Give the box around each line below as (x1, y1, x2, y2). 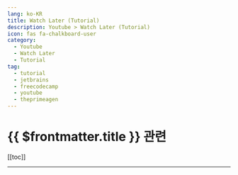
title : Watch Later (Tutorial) (7, 17, 100, 24)
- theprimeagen (13, 96, 59, 103)
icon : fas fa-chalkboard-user (7, 30, 97, 38)
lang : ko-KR (7, 10, 42, 18)
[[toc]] (7, 152, 26, 161)
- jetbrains (13, 76, 50, 84)
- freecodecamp (13, 83, 59, 90)
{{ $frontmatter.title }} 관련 (7, 129, 166, 145)
